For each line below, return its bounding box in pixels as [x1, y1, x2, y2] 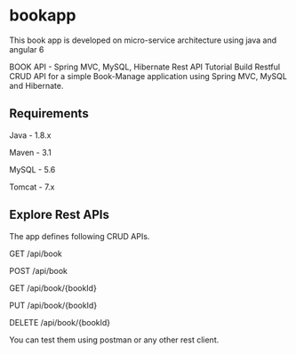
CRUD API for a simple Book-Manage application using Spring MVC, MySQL [9, 70, 287, 81]
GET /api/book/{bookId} [9, 282, 98, 294]
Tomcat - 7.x [9, 181, 55, 192]
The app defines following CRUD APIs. [9, 230, 150, 241]
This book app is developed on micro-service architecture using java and [9, 35, 277, 45]
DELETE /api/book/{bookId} [9, 317, 111, 327]
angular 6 [9, 44, 44, 54]
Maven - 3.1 [9, 147, 52, 157]
